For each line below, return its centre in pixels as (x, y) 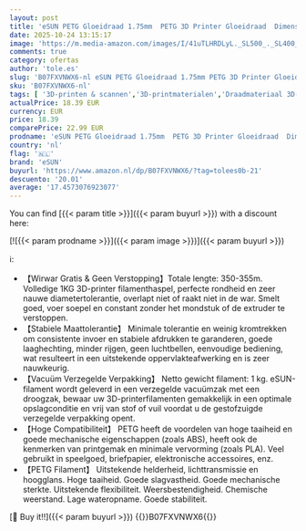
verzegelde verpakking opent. (79, 418)
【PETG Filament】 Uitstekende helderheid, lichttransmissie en (140, 470)
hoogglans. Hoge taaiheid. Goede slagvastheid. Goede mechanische (151, 480)
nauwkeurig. (46, 368)
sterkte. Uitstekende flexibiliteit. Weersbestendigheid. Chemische (145, 490)
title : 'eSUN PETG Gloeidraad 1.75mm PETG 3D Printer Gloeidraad (138, 26)
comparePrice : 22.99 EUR (56, 129)
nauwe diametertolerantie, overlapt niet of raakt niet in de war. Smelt (151, 298)
